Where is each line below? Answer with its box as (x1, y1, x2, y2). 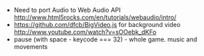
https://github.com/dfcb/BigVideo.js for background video (13, 21, 181, 28)
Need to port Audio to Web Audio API (13, 6, 121, 14)
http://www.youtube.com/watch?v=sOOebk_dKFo (13, 28, 157, 36)
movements (13, 43, 48, 50)
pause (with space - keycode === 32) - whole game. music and (13, 35, 197, 44)
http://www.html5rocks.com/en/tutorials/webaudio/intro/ (13, 13, 177, 21)
